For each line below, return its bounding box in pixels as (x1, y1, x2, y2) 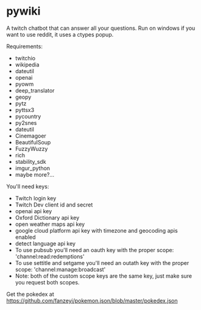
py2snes (15, 119, 37, 126)
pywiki (6, 4, 41, 18)
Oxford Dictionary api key (15, 214, 80, 221)
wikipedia (15, 61, 40, 68)
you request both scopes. (15, 278, 80, 286)
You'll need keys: (6, 183, 49, 190)
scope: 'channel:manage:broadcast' (15, 266, 106, 273)
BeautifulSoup (15, 138, 51, 146)
